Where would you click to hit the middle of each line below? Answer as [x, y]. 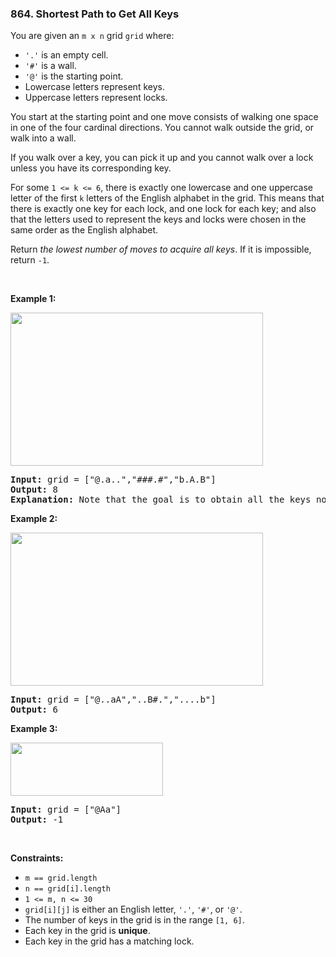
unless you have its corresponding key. [91, 168]
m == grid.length [61, 878]
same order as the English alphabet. [84, 230]
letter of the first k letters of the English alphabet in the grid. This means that [167, 198]
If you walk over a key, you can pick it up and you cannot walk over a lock [162, 158]
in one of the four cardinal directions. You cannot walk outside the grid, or [162, 128]
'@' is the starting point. [74, 76]
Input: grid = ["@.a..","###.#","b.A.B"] [113, 480]
